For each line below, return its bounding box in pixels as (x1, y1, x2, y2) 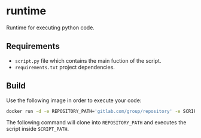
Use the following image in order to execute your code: (6, 97, 142, 104)
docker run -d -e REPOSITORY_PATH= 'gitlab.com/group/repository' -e (6, 108, 181, 114)
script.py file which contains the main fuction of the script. (14, 57, 162, 64)
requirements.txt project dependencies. (14, 63, 115, 70)
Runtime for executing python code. (6, 24, 95, 31)
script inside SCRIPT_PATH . (6, 125, 69, 133)
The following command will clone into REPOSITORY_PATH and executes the (6, 119, 187, 126)
